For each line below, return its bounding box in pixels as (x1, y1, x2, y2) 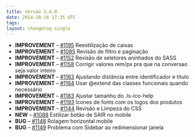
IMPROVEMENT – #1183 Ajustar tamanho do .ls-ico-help (14, 92, 154, 99)
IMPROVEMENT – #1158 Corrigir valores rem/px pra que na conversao (14, 61, 188, 68)
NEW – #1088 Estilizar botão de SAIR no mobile (14, 111, 131, 119)
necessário (14, 86, 43, 93)
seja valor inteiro (14, 67, 56, 74)
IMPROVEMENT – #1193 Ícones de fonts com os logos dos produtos (14, 99, 182, 106)
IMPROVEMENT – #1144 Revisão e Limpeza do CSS (14, 105, 142, 112)
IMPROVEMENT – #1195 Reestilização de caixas (14, 42, 133, 49)
